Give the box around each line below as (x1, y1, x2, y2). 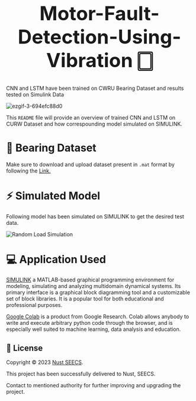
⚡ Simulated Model (6, 189, 101, 202)
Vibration (46, 48, 133, 72)
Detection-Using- (17, 24, 182, 49)
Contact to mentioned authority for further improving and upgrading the (6, 382, 181, 389)
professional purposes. (6, 302, 63, 309)
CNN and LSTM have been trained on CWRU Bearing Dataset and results (6, 84, 184, 92)
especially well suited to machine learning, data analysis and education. (6, 325, 181, 333)
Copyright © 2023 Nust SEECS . (6, 359, 84, 366)
